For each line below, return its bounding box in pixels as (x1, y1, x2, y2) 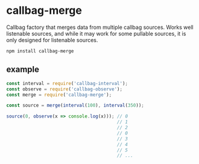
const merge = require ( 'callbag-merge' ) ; (6, 92, 112, 98)
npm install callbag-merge (6, 48, 74, 54)
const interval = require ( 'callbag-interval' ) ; (6, 80, 128, 86)
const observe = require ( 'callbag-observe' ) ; (6, 86, 122, 92)
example (6, 65, 40, 75)
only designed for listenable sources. (6, 36, 98, 43)
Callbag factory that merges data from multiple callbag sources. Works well (6, 24, 194, 31)
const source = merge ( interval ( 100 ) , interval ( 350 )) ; (6, 102, 145, 109)
